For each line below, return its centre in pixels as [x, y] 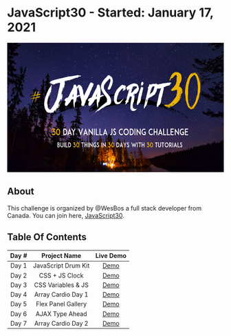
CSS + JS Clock [61, 275]
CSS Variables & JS [62, 285]
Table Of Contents [47, 237]
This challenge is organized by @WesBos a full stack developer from [104, 208]
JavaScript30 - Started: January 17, [110, 13]
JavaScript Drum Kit [62, 266]
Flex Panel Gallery [61, 304]
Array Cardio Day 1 [61, 295]
